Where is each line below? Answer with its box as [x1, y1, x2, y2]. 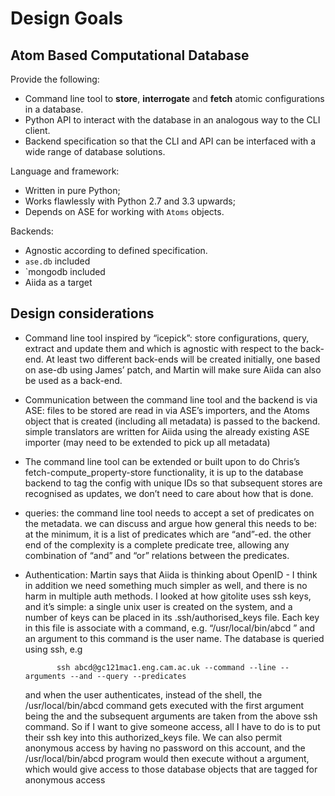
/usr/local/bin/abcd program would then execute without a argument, [24, 752, 310, 764]
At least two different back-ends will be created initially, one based [45, 353, 321, 365]
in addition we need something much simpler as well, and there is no [24, 579, 308, 591]
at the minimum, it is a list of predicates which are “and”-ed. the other [24, 528, 312, 540]
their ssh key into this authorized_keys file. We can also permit [24, 731, 283, 743]
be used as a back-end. [24, 374, 123, 386]
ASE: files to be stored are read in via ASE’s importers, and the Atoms [24, 404, 310, 416]
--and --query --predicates [69, 671, 187, 681]
